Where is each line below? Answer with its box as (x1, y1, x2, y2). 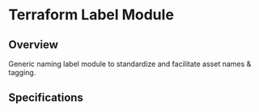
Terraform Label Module (8, 6, 174, 24)
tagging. (8, 68, 36, 77)
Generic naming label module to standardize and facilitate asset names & (8, 59, 252, 68)
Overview (8, 38, 59, 52)
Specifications (8, 91, 83, 105)
